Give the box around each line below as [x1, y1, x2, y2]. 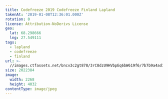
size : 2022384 [5, 68, 35, 73]
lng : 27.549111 [9, 35, 41, 40]
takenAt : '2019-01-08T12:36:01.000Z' [5, 12, 84, 17]
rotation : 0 [5, 16, 30, 21]
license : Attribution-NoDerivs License [5, 21, 88, 26]
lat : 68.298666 [9, 30, 41, 35]
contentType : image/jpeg [5, 86, 57, 91]
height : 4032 [9, 81, 37, 86]
